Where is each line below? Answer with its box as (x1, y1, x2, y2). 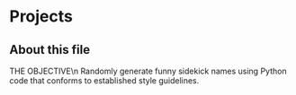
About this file (9, 42, 91, 57)
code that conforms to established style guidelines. (9, 75, 200, 86)
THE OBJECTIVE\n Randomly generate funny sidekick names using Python (9, 65, 287, 76)
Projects (9, 6, 74, 27)
